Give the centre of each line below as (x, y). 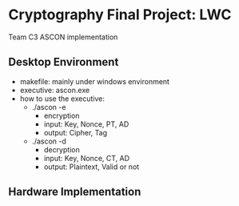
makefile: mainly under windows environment (95, 81)
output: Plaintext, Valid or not (92, 167)
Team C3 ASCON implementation (63, 37)
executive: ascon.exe (55, 90)
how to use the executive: (62, 99)
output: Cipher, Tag (76, 132)
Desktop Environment (64, 62)
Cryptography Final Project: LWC (120, 15)
